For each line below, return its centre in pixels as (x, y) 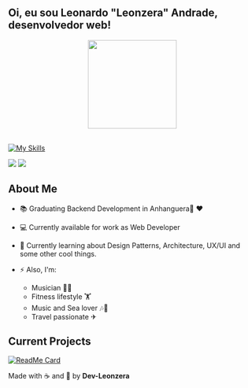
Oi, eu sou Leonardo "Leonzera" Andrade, (113, 13)
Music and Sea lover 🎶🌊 (70, 308)
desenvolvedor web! (60, 26)
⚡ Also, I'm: (38, 269)
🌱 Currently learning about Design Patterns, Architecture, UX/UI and (130, 245)
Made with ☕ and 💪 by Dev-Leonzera (69, 376)
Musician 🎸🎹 (52, 287)
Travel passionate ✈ (64, 316)
